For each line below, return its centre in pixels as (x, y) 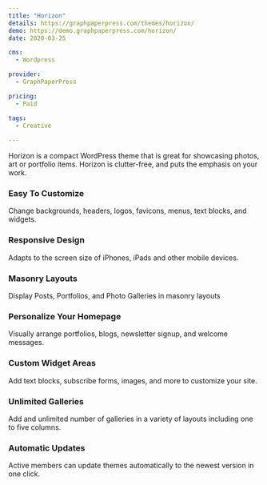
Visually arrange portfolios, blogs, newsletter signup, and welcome (118, 334)
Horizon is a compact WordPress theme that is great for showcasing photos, (134, 156)
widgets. (23, 219)
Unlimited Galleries (46, 401)
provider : (25, 74)
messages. (26, 343)
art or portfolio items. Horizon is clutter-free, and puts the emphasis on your (133, 164)
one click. (24, 474)
